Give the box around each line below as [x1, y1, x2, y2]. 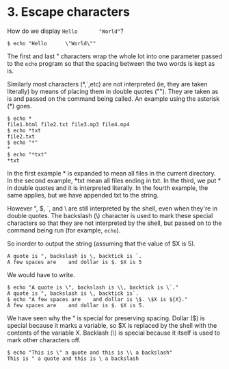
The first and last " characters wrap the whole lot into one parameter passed [7, 52, 223, 60]
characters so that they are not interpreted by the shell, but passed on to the [7, 219, 222, 227]
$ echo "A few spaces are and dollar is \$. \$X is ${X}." [7, 296, 188, 302]
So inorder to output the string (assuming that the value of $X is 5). [7, 239, 196, 248]
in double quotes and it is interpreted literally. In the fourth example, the [7, 183, 208, 192]
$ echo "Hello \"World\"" [7, 40, 96, 47]
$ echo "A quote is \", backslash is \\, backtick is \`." [7, 284, 179, 291]
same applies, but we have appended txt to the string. [7, 191, 159, 199]
